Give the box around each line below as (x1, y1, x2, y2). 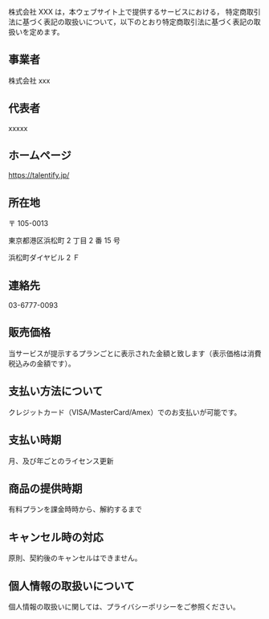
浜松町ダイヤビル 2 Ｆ (8, 252, 80, 263)
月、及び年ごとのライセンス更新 (8, 456, 114, 465)
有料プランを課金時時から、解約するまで (8, 505, 142, 514)
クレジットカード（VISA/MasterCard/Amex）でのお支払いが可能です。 (8, 407, 242, 416)
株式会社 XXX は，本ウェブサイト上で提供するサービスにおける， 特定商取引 (8, 7, 261, 16)
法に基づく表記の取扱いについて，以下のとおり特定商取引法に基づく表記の (8, 17, 255, 27)
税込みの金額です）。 (8, 359, 75, 368)
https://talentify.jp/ (8, 170, 70, 180)
